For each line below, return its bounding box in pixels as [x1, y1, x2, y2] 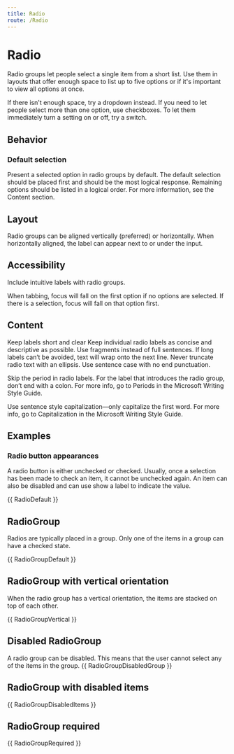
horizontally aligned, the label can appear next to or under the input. [7, 239, 203, 247]
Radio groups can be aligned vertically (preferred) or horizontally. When [7, 232, 214, 240]
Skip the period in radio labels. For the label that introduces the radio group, [7, 374, 225, 382]
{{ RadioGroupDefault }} [7, 555, 77, 564]
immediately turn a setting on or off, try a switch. [7, 113, 147, 122]
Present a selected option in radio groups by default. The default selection [7, 171, 221, 179]
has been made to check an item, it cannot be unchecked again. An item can [7, 474, 228, 483]
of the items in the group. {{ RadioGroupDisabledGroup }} [7, 661, 173, 669]
